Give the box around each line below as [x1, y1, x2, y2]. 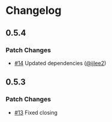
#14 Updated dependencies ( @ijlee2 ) [14, 59, 107, 66]
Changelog [5, 4, 62, 18]
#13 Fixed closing [14, 109, 58, 116]
